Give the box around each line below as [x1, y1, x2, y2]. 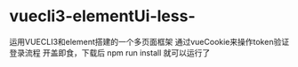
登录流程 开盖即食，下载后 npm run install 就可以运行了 [9, 47, 211, 58]
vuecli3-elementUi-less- [9, 6, 196, 26]
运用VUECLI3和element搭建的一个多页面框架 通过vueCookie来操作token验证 [9, 36, 290, 47]
